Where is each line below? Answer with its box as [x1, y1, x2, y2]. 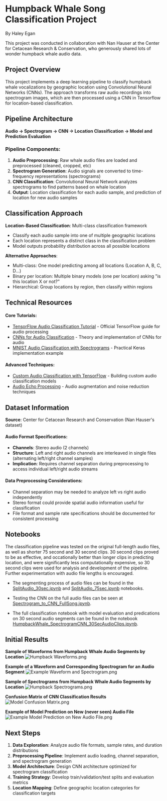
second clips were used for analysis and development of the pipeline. [5, 565, 149, 571]
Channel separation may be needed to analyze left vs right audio [12, 488, 146, 495]
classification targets [12, 790, 56, 796]
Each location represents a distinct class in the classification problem [12, 237, 155, 244]
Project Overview [5, 65, 61, 74]
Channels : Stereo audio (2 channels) [12, 445, 89, 451]
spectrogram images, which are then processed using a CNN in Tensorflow [5, 94, 161, 101]
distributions [12, 747, 39, 754]
